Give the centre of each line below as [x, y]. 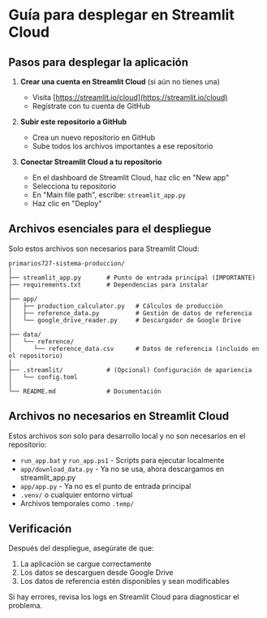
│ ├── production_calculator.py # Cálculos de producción [116, 306]
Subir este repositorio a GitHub [73, 122]
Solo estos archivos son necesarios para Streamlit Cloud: [104, 248]
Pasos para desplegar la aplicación [99, 62]
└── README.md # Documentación [85, 391]
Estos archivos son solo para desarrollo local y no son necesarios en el [127, 435]
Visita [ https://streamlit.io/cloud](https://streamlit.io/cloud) [130, 97]
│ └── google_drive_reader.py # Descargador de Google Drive [125, 320]
